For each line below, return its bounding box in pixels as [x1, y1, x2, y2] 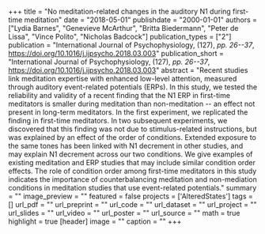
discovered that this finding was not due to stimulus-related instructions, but [8, 124, 257, 134]
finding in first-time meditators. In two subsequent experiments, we [8, 116, 228, 125]
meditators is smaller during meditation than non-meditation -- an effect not [8, 99, 256, 108]
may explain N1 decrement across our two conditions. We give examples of [8, 149, 253, 159]
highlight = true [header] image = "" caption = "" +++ [8, 217, 182, 226]
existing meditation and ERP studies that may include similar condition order [8, 158, 256, 167]
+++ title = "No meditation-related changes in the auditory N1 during [8, 7, 231, 16]
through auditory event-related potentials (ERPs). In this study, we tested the [8, 82, 258, 92]
